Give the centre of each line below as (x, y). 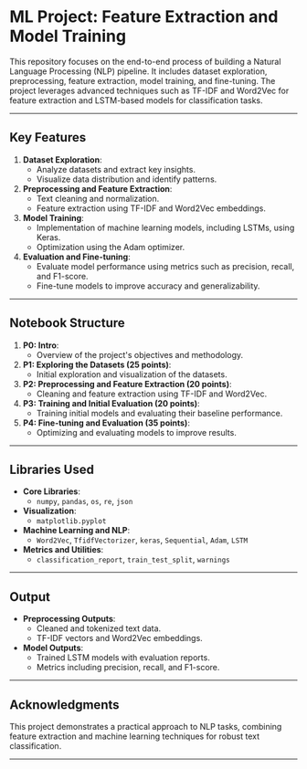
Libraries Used (52, 469)
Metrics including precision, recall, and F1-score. (128, 668)
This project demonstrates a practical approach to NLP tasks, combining (146, 727)
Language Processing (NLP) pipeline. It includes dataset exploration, (138, 71)
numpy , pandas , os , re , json (85, 501)
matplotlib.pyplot (71, 521)
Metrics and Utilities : (63, 550)
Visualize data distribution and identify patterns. (127, 179)
